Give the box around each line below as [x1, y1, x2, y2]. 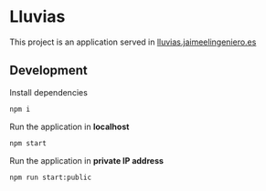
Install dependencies [9, 86, 89, 97]
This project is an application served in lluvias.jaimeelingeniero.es [9, 36, 257, 47]
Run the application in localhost [9, 121, 130, 132]
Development [9, 63, 89, 78]
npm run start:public [9, 173, 92, 182]
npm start [9, 138, 48, 147]
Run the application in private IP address [9, 155, 165, 166]
